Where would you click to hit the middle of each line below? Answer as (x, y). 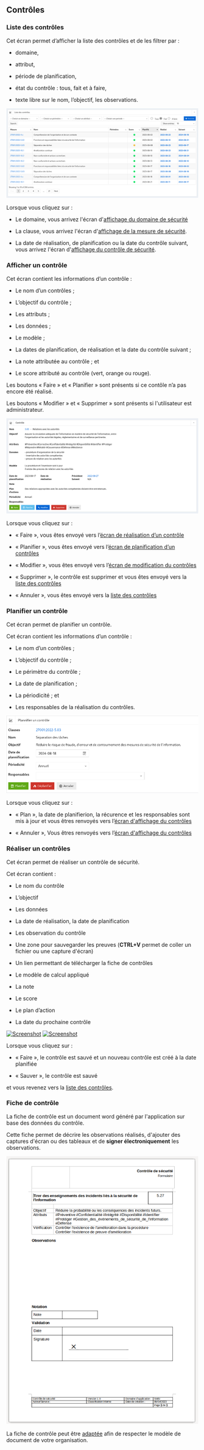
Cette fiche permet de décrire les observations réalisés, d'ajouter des (93, 1134)
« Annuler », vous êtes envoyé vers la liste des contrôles (86, 595)
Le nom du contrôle (40, 885)
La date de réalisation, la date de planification (72, 921)
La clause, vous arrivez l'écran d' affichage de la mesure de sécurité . (101, 232)
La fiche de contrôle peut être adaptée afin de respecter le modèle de (94, 1434)
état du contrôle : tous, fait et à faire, (61, 88)
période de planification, (46, 76)
